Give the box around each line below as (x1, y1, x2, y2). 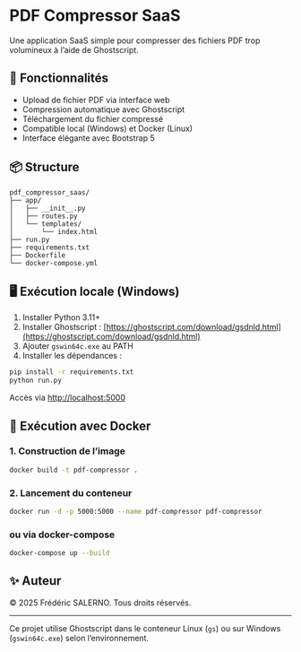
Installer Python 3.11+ (21, 312, 101, 323)
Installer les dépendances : (21, 351, 123, 361)
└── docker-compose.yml (9, 258, 99, 267)
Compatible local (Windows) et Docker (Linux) (21, 123, 193, 134)
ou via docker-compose (9, 528, 116, 541)
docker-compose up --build (9, 549, 110, 558)
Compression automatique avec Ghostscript (21, 104, 185, 115)
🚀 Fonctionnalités (9, 71, 109, 86)
